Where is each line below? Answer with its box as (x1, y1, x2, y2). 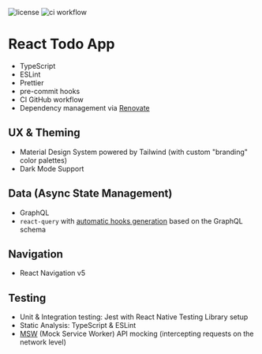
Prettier (19, 77, 44, 87)
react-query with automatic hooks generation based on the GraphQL (19, 216, 243, 225)
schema (19, 224, 46, 234)
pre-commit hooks (19, 86, 80, 96)
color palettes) (19, 155, 67, 165)
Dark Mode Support (19, 164, 84, 173)
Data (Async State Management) (8, 186, 173, 201)
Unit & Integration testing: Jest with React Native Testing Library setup (19, 312, 249, 322)
